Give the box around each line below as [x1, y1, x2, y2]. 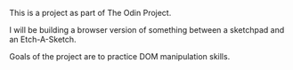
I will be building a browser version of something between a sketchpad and [9, 25, 285, 35]
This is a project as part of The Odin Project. [9, 8, 172, 18]
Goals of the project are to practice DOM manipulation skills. [9, 51, 231, 61]
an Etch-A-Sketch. [9, 35, 77, 44]
